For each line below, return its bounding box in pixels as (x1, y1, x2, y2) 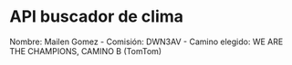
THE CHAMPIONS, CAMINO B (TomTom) (9, 45, 162, 56)
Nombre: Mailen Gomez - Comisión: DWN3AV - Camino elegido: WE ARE (9, 36, 284, 47)
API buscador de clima (9, 6, 184, 27)
